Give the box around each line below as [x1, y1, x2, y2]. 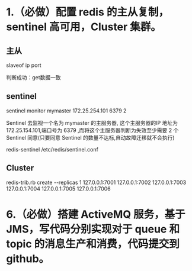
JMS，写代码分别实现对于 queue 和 [6, 222, 180, 235]
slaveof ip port [6, 62, 41, 69]
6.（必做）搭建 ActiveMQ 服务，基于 [6, 208, 185, 221]
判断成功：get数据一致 [6, 74, 61, 80]
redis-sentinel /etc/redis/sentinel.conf [6, 146, 99, 153]
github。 [6, 252, 50, 265]
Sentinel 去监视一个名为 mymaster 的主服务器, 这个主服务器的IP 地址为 [6, 119, 178, 126]
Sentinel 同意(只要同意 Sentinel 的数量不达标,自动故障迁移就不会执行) [6, 134, 175, 141]
